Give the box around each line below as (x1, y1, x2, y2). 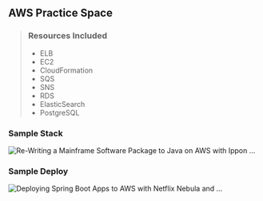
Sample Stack (8, 128, 63, 139)
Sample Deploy (8, 165, 69, 176)
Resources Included (27, 30, 108, 41)
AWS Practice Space (8, 6, 114, 20)
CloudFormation (39, 65, 94, 75)
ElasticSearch (39, 99, 86, 108)
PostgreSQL (39, 108, 80, 117)
